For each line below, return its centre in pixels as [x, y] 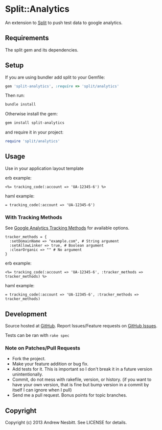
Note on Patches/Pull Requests [43, 348]
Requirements [27, 38]
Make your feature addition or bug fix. [50, 364]
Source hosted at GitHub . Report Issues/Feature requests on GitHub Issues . [81, 325]
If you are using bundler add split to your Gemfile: [55, 77]
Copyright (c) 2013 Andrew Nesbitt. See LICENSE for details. [66, 423]
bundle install [21, 105]
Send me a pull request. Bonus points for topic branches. [69, 395]
